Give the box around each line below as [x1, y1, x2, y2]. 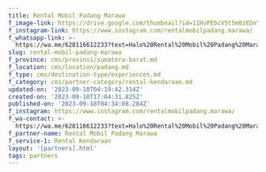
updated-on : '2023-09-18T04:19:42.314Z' [8, 85, 144, 94]
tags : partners [8, 151, 59, 159]
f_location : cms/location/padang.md [8, 63, 129, 71]
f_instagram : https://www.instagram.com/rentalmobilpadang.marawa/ [8, 108, 236, 116]
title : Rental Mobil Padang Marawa [8, 11, 126, 20]
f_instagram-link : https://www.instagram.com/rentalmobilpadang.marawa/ [8, 26, 253, 34]
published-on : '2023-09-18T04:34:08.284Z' [8, 100, 150, 108]
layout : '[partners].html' [8, 144, 97, 152]
